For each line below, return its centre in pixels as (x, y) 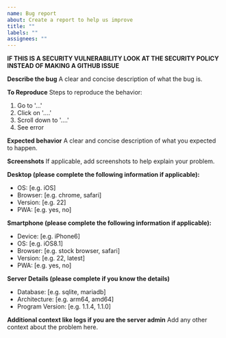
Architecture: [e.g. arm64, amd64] (65, 300)
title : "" (21, 26)
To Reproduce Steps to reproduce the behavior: (75, 93)
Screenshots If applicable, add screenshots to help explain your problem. (111, 161)
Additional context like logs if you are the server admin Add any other (107, 320)
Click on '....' (34, 113)
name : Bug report (32, 13)
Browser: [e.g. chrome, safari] (59, 195)
